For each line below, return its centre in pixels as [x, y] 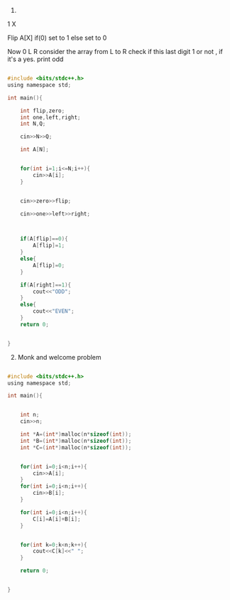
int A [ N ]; [35, 150]
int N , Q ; [33, 124]
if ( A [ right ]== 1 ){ [46, 285]
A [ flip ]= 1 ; [49, 246]
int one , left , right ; [50, 117]
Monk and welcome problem [59, 357]
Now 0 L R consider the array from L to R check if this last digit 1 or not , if [115, 52]
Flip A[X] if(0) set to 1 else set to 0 [57, 38]
